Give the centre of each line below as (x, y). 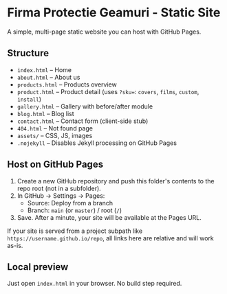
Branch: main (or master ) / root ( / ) (75, 210)
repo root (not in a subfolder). (59, 188)
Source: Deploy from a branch (70, 203)
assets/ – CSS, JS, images (55, 135)
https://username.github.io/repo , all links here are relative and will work (111, 238)
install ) (29, 99)
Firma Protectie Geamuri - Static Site (114, 13)
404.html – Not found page (55, 128)
